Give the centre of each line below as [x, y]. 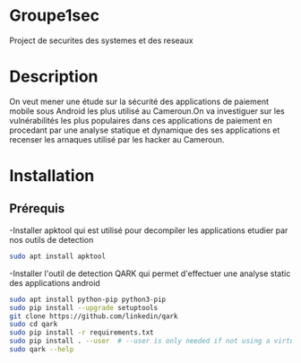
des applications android [55, 282]
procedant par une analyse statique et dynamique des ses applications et [145, 130]
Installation [52, 176]
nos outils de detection [52, 239]
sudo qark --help [42, 350]
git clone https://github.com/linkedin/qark [94, 316]
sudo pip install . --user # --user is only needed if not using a [140, 341]
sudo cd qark [34, 324]
